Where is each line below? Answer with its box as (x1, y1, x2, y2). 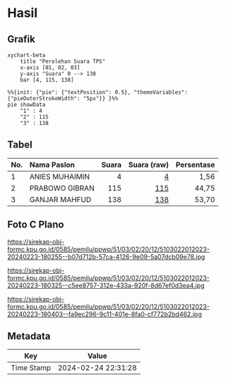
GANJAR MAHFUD (29, 194, 92, 204)
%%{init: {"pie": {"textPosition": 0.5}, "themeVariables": (7, 89, 189, 96)
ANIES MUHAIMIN (29, 172, 90, 181)
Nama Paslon (29, 160, 76, 169)
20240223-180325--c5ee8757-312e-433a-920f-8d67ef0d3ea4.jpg (7, 281, 205, 290)
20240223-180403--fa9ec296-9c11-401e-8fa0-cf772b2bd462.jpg (7, 309, 203, 318)
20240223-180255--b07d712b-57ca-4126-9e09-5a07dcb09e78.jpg (7, 252, 206, 261)
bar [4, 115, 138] (20, 76, 74, 83)
